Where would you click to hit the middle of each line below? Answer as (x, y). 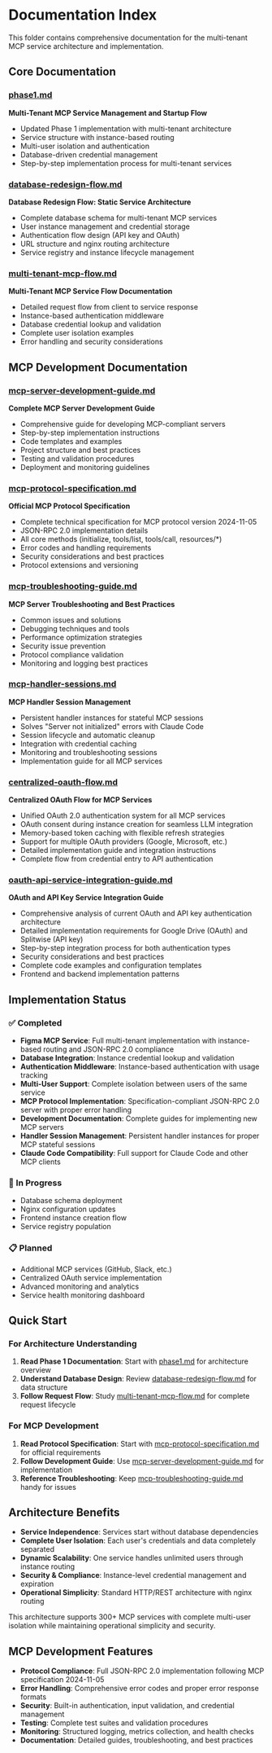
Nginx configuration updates (68, 1209)
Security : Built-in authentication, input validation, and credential (127, 1706)
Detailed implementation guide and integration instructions (118, 850)
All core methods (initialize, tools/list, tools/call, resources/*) (121, 539)
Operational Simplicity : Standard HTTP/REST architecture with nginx (136, 1593)
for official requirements (60, 1452)
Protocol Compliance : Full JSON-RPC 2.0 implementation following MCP (142, 1671)
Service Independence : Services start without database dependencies (139, 1532)
